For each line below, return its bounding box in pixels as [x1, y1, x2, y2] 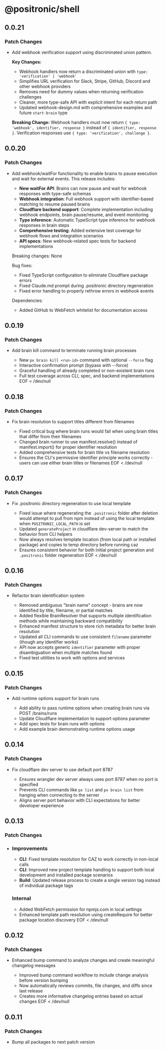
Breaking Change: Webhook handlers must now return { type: [11, 119, 141, 125]
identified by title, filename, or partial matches [19, 607, 113, 613]
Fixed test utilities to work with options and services [19, 655, 125, 661]
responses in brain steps [19, 222, 70, 228]
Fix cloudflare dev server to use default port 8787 [11, 766, 113, 772]
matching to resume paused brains [19, 201, 90, 207]
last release [19, 988, 43, 994]
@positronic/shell [4, 3, 80, 15]
